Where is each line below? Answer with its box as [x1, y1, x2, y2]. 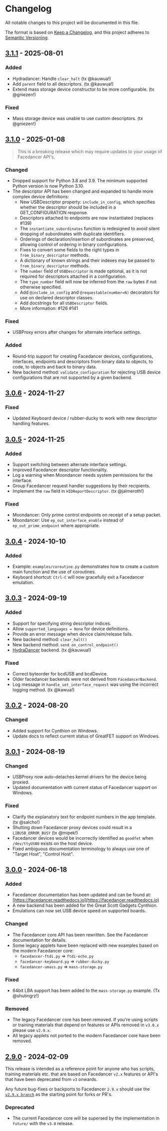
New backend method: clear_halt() [12, 636, 87, 642]
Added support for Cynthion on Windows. [12, 727, 98, 733]
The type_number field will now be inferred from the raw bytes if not [19, 279, 157, 285]
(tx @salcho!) [12, 819, 40, 825]
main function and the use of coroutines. [12, 569, 96, 575]
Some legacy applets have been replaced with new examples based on [12, 942, 159, 948]
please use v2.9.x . [12, 1027, 51, 1033]
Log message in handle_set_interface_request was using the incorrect [12, 681, 159, 687]
